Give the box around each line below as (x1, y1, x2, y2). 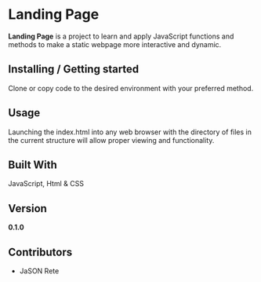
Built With (8, 158, 57, 171)
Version (8, 202, 47, 215)
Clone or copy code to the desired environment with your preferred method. (8, 83, 254, 93)
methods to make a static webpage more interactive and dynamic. (8, 39, 222, 49)
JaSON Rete (19, 266, 60, 276)
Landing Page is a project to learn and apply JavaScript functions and (8, 31, 234, 41)
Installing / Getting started (8, 63, 140, 76)
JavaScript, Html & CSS (8, 179, 85, 189)
